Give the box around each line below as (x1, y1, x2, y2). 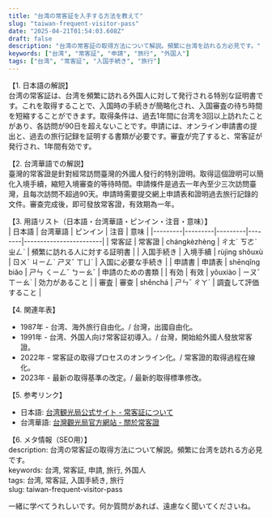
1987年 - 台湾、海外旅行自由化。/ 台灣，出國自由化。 (19, 322, 198, 331)
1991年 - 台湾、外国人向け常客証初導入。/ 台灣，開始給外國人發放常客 (19, 332, 253, 342)
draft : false (8, 34, 53, 43)
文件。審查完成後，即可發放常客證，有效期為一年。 (8, 199, 179, 209)
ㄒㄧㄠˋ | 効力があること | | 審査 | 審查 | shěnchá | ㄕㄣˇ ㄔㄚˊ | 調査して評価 (8, 277, 260, 287)
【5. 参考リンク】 (8, 390, 66, 399)
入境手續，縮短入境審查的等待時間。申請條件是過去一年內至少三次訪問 (15, 179, 249, 188)
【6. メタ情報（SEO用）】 (8, 434, 91, 444)
